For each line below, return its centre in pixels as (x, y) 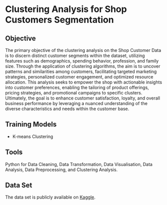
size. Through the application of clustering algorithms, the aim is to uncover (83, 66)
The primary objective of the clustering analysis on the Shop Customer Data (83, 50)
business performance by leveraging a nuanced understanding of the (77, 103)
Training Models (31, 124)
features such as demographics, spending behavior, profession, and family (82, 61)
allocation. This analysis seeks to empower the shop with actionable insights (84, 82)
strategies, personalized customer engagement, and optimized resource (79, 77)
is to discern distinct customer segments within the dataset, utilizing (75, 55)
